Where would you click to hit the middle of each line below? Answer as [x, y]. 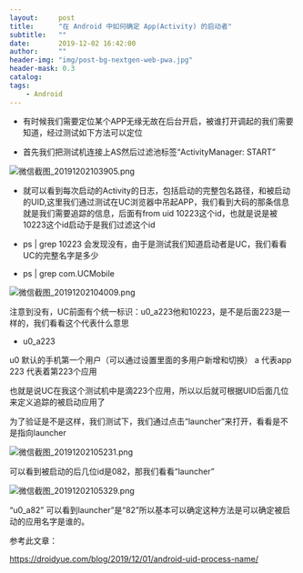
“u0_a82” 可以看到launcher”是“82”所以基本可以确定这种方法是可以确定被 [146, 509]
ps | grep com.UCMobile [69, 273]
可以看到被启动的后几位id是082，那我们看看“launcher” [112, 471]
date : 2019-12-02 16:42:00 [73, 43]
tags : [20, 85]
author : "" [38, 52]
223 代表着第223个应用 [53, 371]
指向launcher [41, 432]
